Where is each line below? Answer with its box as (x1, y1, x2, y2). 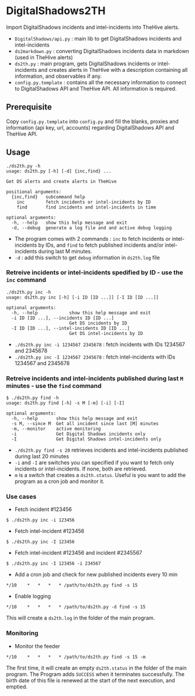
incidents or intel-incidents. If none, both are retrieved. (14, 465, 147, 472)
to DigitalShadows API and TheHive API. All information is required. (14, 85, 177, 92)
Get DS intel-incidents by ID (69, 330, 143, 336)
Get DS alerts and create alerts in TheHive (6, 178, 117, 184)
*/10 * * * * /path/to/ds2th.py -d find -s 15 (6, 604, 146, 610)
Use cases (6, 493, 37, 501)
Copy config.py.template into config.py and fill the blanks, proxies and (6, 118, 179, 125)
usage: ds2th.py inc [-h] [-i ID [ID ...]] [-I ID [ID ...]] (6, 294, 159, 300)
